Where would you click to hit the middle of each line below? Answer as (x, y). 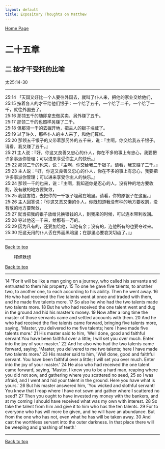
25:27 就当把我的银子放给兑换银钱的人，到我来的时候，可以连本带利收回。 (80, 214)
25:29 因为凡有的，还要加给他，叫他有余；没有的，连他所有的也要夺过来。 (81, 226)
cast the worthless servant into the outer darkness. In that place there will (80, 422)
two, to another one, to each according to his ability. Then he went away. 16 (82, 291)
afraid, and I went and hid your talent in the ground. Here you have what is (80, 380)
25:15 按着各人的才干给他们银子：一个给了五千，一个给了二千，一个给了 (78, 103)
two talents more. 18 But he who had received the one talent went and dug (80, 307)
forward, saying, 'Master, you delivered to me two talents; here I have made (82, 349)
